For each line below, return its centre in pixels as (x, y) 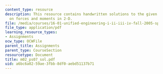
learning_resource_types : (31, 32)
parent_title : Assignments (32, 46)
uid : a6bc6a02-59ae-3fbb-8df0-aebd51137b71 (50, 64)
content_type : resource (29, 9)
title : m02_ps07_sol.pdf (30, 59)
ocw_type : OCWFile (24, 41)
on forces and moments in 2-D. (41, 18)
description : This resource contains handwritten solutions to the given (81, 14)
